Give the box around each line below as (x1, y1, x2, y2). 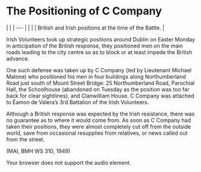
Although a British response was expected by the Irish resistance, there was (6, 110, 195, 117)
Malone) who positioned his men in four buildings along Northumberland (6, 73, 186, 80)
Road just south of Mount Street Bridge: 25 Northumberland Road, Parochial (6, 79, 195, 87)
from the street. (6, 135, 45, 143)
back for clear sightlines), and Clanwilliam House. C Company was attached (6, 92, 194, 99)
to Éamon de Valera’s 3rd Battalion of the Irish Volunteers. (6, 98, 149, 106)
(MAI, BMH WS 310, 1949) (6, 147, 71, 155)
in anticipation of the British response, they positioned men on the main (6, 42, 184, 49)
